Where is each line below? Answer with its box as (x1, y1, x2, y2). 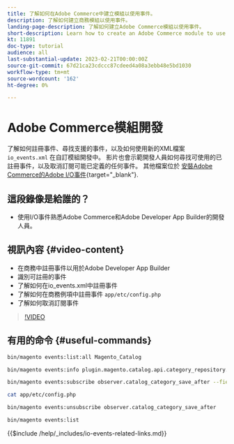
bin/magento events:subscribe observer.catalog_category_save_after (7, 378, 210, 386)
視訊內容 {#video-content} (7, 244, 125, 256)
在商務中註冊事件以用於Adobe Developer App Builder (17, 263, 171, 272)
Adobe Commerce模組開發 (7, 120, 164, 136)
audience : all (7, 50, 49, 57)
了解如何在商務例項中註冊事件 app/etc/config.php (17, 290, 162, 298)
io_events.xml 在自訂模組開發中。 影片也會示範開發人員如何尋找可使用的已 (7, 153, 222, 161)
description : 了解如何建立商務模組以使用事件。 (7, 17, 131, 24)
